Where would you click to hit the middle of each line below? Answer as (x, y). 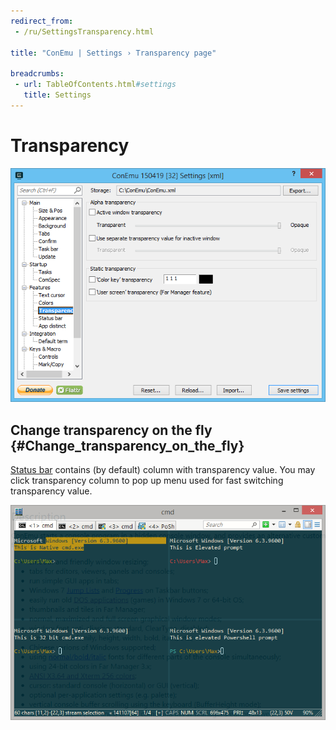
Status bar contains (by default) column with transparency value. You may (163, 470)
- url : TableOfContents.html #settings (95, 85)
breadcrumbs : (37, 74)
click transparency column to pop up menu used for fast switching (147, 481)
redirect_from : (42, 21)
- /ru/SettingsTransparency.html (84, 31)
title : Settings (57, 95)
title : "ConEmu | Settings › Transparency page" (113, 53)
